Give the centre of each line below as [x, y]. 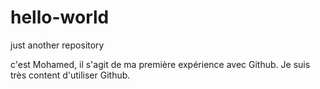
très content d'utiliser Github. [70, 75]
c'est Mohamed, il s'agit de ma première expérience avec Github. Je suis [160, 64]
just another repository [57, 45]
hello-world [60, 17]
